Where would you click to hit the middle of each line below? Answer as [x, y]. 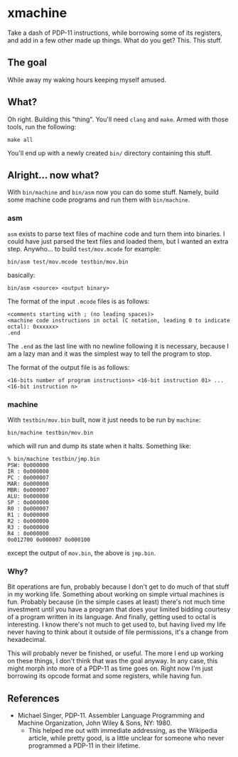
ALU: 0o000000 [28, 496]
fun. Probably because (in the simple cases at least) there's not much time [116, 602]
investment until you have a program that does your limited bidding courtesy [119, 609]
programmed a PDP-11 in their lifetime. [84, 746]
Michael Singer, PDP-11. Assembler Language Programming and [111, 716]
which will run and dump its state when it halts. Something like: [99, 446]
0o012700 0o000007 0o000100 [49, 540]
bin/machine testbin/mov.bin [50, 432]
